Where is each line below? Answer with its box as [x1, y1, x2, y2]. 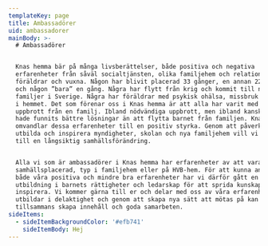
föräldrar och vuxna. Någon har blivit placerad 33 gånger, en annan [15, 77, 251, 85]
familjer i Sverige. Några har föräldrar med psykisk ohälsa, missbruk [15, 93, 259, 101]
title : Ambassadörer [8, 19, 77, 27]
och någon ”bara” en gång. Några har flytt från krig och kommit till [15, 85, 255, 93]
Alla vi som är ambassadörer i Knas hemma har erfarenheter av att [15, 158, 245, 166]
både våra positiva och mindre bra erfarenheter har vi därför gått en [15, 173, 259, 181]
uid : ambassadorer [8, 26, 69, 34]
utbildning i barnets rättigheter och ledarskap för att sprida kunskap [15, 181, 262, 188]
